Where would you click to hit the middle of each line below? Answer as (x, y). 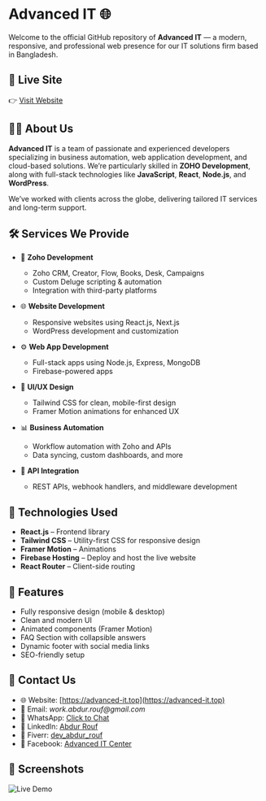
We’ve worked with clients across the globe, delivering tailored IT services (133, 198)
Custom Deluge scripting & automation (97, 282)
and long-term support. (48, 207)
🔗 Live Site (35, 80)
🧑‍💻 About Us (41, 129)
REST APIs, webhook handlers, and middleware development (135, 487)
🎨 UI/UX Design (47, 387)
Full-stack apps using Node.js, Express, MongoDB (116, 363)
